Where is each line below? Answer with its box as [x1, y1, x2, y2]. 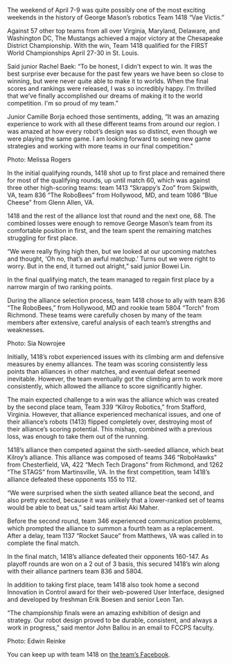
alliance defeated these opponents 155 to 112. [7, 475, 137, 483]
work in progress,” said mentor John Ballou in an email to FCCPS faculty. [7, 623, 215, 632]
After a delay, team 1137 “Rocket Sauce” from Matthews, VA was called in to [7, 532, 224, 539]
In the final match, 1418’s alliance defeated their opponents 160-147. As [7, 553, 209, 560]
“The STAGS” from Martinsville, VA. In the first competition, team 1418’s [7, 468, 211, 476]
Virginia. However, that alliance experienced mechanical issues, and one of [7, 411, 222, 418]
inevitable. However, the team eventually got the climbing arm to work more [7, 374, 223, 383]
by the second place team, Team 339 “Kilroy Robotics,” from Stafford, [7, 403, 206, 411]
